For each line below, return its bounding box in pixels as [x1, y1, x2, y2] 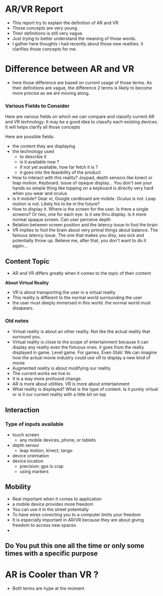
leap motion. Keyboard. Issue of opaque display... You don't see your [12, 180, 153, 186]
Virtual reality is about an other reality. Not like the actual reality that [12, 329, 150, 335]
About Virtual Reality [5, 280, 49, 286]
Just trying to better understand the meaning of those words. [12, 36, 136, 41]
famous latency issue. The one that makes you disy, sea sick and [12, 232, 144, 238]
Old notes [5, 317, 29, 324]
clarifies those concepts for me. [12, 46, 77, 52]
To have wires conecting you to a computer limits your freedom [12, 512, 141, 518]
